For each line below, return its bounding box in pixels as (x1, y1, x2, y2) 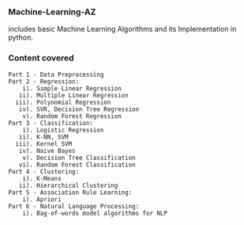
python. (8, 32, 33, 42)
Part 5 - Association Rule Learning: (8, 189, 133, 196)
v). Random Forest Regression (22, 112, 122, 120)
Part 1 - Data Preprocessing (8, 71, 104, 78)
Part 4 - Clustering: (8, 167, 80, 176)
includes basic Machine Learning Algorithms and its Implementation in (8, 25, 237, 34)
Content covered (8, 52, 74, 63)
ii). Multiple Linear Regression (18, 91, 129, 99)
